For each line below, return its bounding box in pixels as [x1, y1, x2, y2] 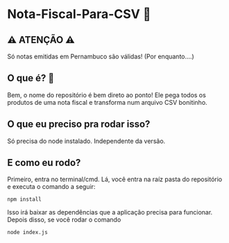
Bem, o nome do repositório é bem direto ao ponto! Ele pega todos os [7, 90, 206, 99]
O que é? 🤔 [7, 72, 54, 84]
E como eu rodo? [7, 157, 81, 169]
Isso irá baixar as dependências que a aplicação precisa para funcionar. [7, 208, 213, 217]
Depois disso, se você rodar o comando [7, 215, 121, 224]
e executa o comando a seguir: [7, 183, 96, 191]
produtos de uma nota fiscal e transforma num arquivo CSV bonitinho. [7, 98, 207, 106]
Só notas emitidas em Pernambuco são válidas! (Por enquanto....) [7, 52, 194, 60]
